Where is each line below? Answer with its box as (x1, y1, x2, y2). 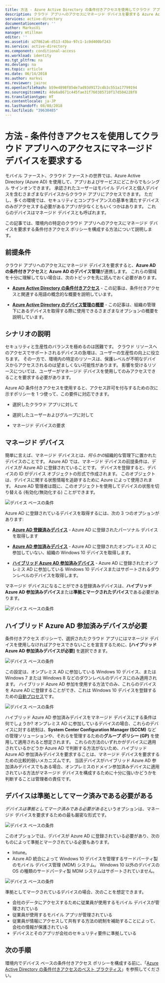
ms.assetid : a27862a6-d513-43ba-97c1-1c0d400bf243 (5, 39, 111, 44)
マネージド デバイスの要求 (12, 422, 65, 429)
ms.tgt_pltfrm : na (5, 58, 43, 63)
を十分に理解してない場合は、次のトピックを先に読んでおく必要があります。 (5, 274, 160, 280)
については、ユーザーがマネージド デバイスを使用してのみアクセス (13, 368, 147, 374)
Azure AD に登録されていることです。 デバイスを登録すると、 (23, 465, 147, 471)
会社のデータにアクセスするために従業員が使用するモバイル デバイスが (12, 899, 156, 905)
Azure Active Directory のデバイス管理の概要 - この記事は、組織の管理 (12, 302, 156, 307)
